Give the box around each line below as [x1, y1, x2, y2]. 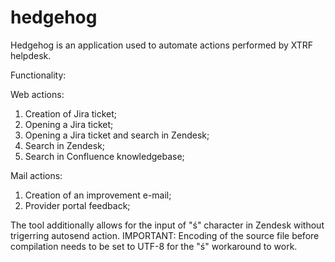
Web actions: [10, 88, 65, 100]
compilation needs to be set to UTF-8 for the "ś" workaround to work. [10, 240, 298, 252]
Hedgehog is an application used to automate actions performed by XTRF [10, 39, 314, 51]
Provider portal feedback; [24, 199, 131, 211]
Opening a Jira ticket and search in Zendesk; [24, 129, 210, 141]
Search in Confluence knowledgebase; [24, 150, 185, 162]
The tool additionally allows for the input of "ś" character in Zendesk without [10, 219, 325, 231]
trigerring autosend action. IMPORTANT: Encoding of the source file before [10, 229, 320, 241]
